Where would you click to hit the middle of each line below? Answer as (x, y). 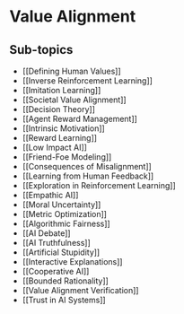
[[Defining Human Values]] (71, 71)
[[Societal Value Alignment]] (74, 100)
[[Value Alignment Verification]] (80, 290)
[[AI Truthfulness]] (57, 243)
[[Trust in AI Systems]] (64, 300)
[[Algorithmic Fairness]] (66, 223)
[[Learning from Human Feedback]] (88, 176)
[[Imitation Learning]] (61, 90)
